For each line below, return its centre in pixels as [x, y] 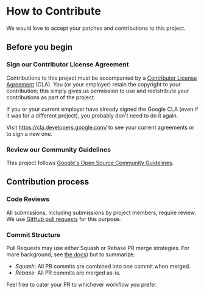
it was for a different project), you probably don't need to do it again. [92, 115]
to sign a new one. [30, 134]
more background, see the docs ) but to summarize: [71, 254]
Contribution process [48, 182]
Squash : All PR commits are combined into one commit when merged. [103, 266]
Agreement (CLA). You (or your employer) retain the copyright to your [93, 84]
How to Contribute [54, 11]
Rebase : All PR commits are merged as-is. [68, 273]
